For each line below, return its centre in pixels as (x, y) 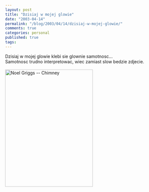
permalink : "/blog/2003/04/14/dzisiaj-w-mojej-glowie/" (64, 24)
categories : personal (27, 33)
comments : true (21, 28)
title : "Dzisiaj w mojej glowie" (40, 14)
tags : (11, 42)
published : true (22, 38)
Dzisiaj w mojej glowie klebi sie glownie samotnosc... (59, 56)
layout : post (19, 10)
